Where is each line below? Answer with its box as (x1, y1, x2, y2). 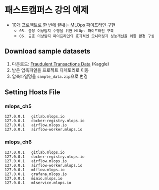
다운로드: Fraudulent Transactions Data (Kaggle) (11, 61, 109, 67)
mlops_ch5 (4, 103, 32, 110)
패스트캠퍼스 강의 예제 (4, 4, 89, 16)
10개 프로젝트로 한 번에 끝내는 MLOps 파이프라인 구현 (11, 22, 116, 28)
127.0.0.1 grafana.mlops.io (4, 172, 67, 177)
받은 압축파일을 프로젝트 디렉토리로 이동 (11, 67, 89, 73)
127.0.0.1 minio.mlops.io (4, 176, 63, 181)
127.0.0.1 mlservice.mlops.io (4, 180, 71, 185)
